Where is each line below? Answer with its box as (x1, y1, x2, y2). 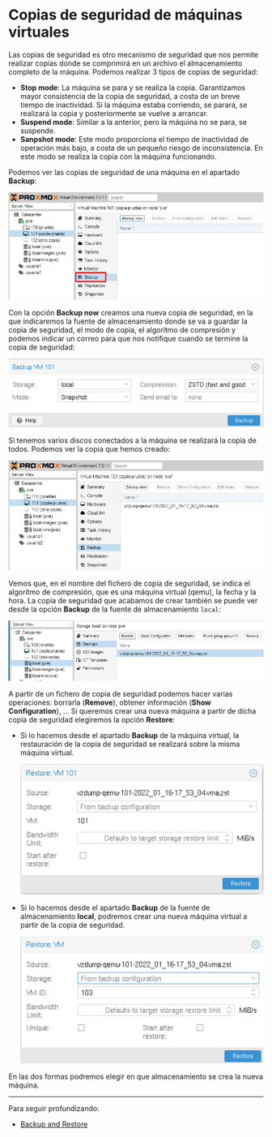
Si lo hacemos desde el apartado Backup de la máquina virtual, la (19, 730, 240, 740)
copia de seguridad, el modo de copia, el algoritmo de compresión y (8, 324, 236, 334)
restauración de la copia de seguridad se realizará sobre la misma (19, 739, 240, 749)
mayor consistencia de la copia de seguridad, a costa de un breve (19, 91, 240, 101)
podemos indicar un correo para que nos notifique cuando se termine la (8, 333, 249, 343)
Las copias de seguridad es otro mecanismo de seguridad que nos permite (8, 49, 259, 59)
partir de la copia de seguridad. (19, 920, 125, 929)
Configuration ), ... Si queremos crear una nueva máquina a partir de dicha (8, 706, 257, 715)
